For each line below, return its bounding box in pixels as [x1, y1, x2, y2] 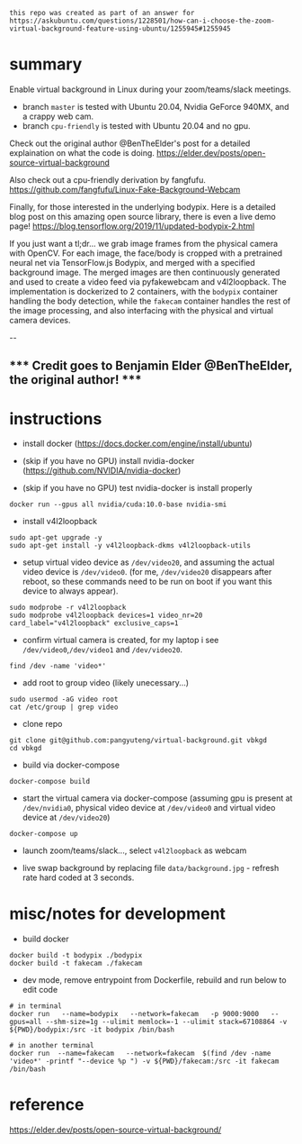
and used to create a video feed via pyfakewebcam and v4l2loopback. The [9, 276, 287, 287]
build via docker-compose [22, 759, 120, 770]
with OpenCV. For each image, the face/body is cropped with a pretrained [9, 248, 283, 259]
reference [9, 1094, 84, 1115]
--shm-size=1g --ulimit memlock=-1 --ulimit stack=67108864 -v [45, 1018, 288, 1027]
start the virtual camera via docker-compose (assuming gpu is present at [22, 793, 293, 804]
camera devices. [9, 314, 71, 325]
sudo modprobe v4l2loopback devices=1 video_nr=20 [9, 611, 203, 621]
